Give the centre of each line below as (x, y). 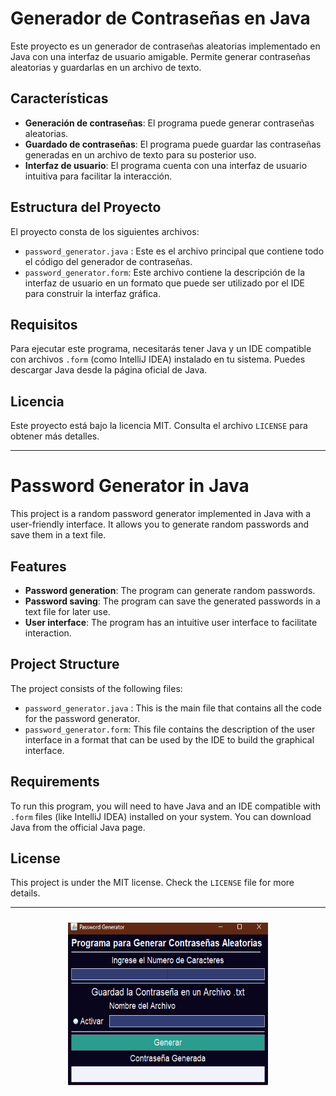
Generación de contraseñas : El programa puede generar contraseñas (169, 123)
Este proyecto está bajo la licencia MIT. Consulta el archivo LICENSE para (159, 426)
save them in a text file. (58, 535)
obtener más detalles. (55, 436)
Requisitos (44, 324)
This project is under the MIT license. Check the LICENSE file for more (152, 883)
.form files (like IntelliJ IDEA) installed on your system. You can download (161, 816)
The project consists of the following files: (96, 688)
